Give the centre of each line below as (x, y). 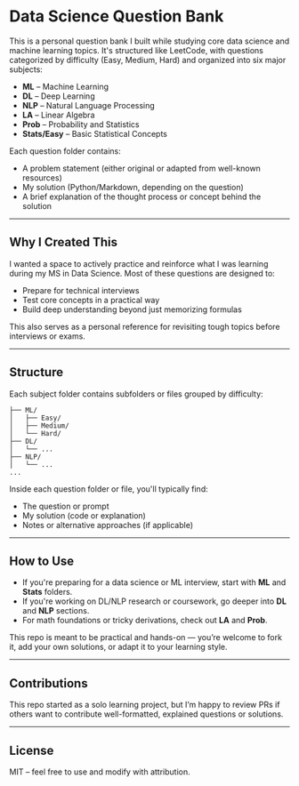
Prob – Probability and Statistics (81, 124)
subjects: (26, 69)
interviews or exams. (48, 336)
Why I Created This (64, 242)
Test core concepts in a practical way (91, 300)
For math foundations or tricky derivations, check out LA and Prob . (145, 621)
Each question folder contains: (65, 151)
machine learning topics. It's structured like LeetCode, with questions (137, 50)
